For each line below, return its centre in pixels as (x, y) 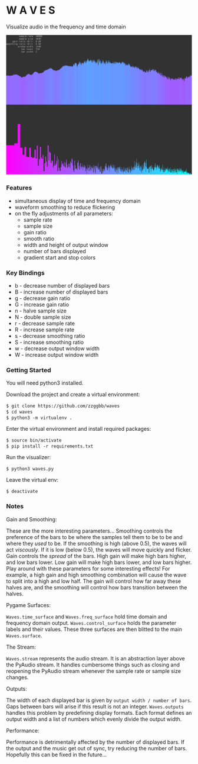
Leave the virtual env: (32, 480)
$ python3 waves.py (30, 469)
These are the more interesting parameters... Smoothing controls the (89, 531)
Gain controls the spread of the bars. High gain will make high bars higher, (96, 556)
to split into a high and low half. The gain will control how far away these (94, 581)
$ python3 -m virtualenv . (39, 418)
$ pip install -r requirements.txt (50, 447)
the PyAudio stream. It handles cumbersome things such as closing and (93, 665)
